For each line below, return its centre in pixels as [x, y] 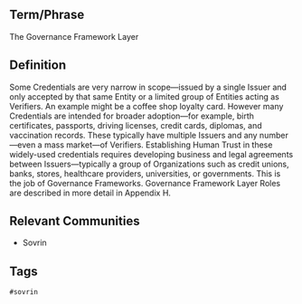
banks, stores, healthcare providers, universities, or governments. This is [145, 173]
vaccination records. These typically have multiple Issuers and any [133, 135]
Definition [38, 66]
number [274, 135]
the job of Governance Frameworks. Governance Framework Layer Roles [145, 183]
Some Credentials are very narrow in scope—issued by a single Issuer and [148, 87]
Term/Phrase [47, 15]
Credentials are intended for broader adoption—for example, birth [132, 116]
